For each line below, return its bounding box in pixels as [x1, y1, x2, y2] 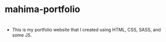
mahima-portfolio [5, 4, 80, 15]
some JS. [12, 32, 32, 38]
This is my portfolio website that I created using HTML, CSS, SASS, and [12, 27, 161, 33]
